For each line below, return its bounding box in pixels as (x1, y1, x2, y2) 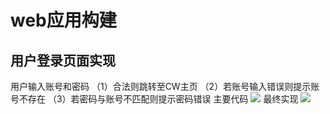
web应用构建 (10, 9, 117, 32)
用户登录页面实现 (10, 52, 116, 69)
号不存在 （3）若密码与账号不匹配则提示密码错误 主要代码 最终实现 (10, 93, 299, 105)
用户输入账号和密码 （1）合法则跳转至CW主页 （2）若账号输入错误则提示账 (10, 81, 320, 92)
